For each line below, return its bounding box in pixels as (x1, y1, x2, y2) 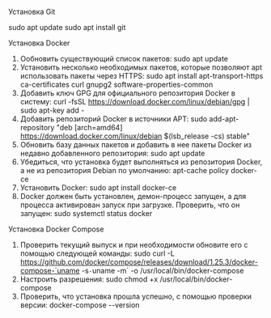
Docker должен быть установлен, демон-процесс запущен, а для (19, 192, 247, 201)
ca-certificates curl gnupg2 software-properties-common (19, 80, 214, 89)
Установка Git (8, 7, 56, 16)
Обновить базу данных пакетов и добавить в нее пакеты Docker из (19, 140, 252, 149)
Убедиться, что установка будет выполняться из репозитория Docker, (19, 157, 263, 167)
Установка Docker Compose (8, 224, 104, 234)
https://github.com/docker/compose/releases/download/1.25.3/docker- (19, 257, 259, 266)
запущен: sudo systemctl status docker (19, 209, 153, 218)
